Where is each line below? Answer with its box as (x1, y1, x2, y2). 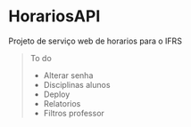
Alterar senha (43, 69, 94, 81)
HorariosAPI (8, 6, 101, 27)
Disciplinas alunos (43, 79, 111, 90)
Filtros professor (43, 107, 104, 118)
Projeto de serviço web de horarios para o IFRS (8, 36, 182, 46)
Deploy (43, 89, 71, 99)
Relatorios (43, 98, 81, 108)
